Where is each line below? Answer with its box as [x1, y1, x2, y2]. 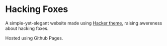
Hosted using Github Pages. [5, 35, 63, 41]
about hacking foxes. [5, 25, 49, 31]
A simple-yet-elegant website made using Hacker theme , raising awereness [5, 20, 162, 26]
